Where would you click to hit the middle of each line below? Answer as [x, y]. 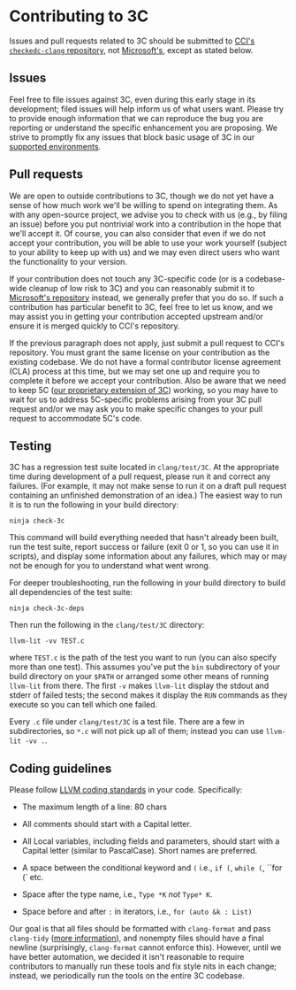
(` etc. [33, 878]
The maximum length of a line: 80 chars [95, 807]
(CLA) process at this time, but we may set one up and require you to [135, 371]
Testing [30, 446]
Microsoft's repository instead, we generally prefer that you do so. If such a [147, 298]
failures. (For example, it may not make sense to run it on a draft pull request [148, 486]
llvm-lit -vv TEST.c [47, 641]
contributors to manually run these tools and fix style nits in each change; [143, 966]
